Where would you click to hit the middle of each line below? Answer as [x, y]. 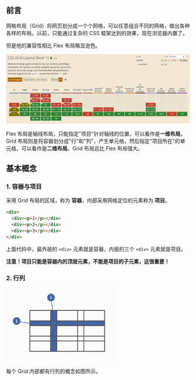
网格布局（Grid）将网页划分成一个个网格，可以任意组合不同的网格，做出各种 [98, 26]
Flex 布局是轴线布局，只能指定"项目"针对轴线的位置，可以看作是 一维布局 [93, 133]
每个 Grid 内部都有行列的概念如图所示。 [53, 371]
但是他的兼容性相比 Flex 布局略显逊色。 [53, 45]
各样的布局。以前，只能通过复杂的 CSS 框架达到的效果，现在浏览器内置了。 [97, 33]
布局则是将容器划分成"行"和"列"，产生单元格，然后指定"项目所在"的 [99, 141]
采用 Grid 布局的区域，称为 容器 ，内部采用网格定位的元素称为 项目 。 [88, 200]
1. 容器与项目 [24, 187]
